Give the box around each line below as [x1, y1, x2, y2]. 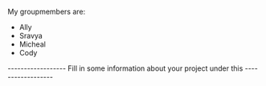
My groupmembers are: [7, 7, 86, 16]
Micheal [18, 39, 46, 49]
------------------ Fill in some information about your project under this [7, 63, 243, 73]
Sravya [18, 31, 43, 40]
